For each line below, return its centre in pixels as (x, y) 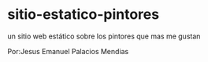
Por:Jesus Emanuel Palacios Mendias (68, 51)
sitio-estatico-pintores (83, 15)
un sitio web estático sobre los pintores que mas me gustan (104, 36)
